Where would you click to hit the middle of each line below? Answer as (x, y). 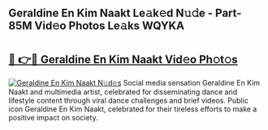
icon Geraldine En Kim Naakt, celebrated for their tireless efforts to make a (133, 109)
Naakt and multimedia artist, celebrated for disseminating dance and (123, 92)
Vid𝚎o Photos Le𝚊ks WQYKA (110, 26)
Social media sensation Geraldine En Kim (192, 83)
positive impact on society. (54, 117)
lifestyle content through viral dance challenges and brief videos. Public (129, 101)
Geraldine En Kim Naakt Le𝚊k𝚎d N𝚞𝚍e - (111, 13)
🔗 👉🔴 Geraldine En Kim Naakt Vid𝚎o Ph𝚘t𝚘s (123, 59)
